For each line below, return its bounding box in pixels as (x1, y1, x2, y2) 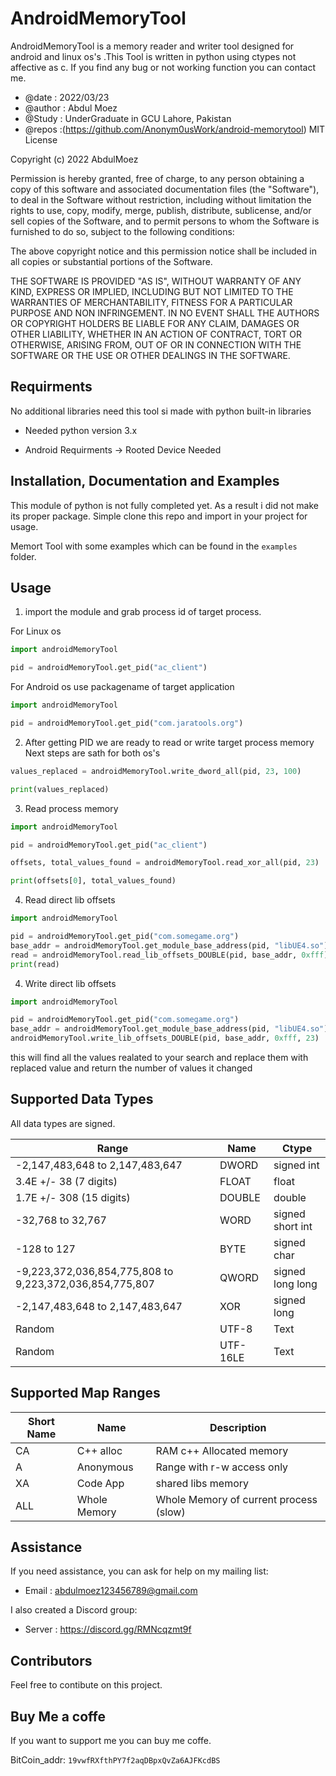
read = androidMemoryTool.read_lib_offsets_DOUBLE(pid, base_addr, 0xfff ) (10, 950, 329, 960)
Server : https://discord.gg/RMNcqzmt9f (24, 1623, 192, 1636)
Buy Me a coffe (10, 1708, 106, 1725)
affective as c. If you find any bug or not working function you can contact (10, 61, 317, 73)
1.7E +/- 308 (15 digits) (15, 1190, 131, 1204)
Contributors (10, 1652, 93, 1669)
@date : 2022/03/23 (24, 91, 110, 103)
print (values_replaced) (10, 784, 110, 794)
